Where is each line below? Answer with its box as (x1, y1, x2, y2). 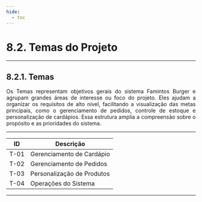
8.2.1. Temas (6, 72, 54, 82)
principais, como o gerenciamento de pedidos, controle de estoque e (6, 107, 196, 115)
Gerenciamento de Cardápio (30, 150, 110, 159)
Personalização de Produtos (30, 169, 110, 178)
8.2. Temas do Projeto (6, 40, 118, 54)
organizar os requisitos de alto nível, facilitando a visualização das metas (6, 101, 196, 108)
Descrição (55, 140, 85, 148)
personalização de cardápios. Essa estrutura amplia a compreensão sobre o (6, 113, 196, 121)
